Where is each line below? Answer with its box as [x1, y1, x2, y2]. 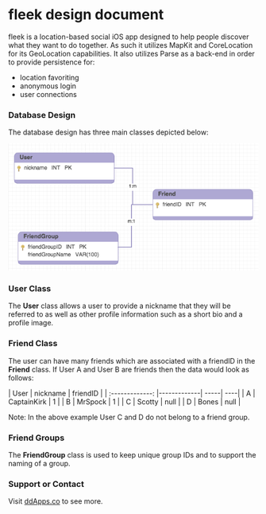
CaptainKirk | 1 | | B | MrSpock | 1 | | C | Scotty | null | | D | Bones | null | [8, 396, 241, 407]
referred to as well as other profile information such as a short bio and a [8, 310, 244, 319]
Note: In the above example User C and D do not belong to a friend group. [8, 412, 250, 422]
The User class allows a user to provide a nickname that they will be [8, 301, 232, 311]
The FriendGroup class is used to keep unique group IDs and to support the [8, 450, 256, 459]
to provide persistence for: [8, 57, 95, 67]
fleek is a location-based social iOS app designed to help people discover [8, 32, 249, 41]
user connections [19, 89, 77, 99]
